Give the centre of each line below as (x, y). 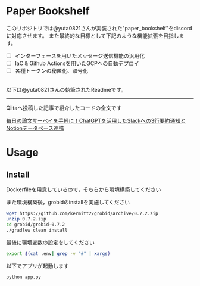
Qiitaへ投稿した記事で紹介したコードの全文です (64, 108)
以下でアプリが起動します (37, 266)
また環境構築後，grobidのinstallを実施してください (68, 202)
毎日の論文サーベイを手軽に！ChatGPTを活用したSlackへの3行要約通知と (96, 121)
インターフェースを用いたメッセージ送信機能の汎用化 (79, 55)
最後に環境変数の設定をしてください (51, 242)
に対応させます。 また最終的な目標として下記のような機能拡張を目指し (93, 35)
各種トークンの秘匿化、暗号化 (51, 71)
